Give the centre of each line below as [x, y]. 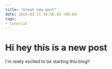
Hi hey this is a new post [56, 48]
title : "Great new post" [31, 10]
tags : [11, 19]
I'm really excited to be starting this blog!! [48, 62]
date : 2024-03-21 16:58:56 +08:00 [41, 14]
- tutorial [16, 23]
